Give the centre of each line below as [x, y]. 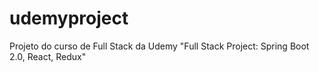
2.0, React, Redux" [48, 56]
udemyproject [69, 18]
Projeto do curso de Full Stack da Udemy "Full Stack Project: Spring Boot [159, 46]
